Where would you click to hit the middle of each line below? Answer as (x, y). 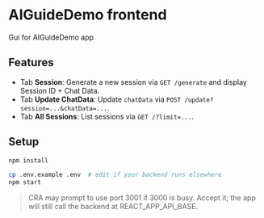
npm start (25, 182)
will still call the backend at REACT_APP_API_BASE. (113, 207)
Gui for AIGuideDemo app (51, 37)
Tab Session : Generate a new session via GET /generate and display (134, 82)
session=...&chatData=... (63, 108)
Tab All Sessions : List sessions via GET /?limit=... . (107, 116)
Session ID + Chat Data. (60, 90)
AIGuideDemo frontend (88, 15)
